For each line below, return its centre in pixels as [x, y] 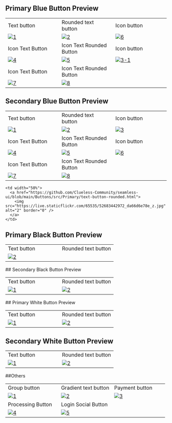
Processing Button [30, 405]
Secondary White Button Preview [59, 341]
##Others [15, 376]
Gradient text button [85, 388]
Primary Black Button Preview [54, 235]
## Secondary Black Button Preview [43, 270]
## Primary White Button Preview [40, 303]
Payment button [133, 388]
